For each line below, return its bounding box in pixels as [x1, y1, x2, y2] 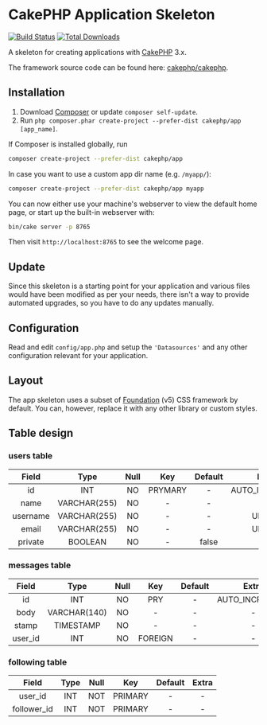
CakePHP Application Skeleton [8, 6, 216, 24]
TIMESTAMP [53, 619, 101, 630]
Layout [8, 374, 44, 388]
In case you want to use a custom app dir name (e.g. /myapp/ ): [8, 169, 212, 178]
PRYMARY [148, 484, 188, 495]
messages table [8, 559, 72, 571]
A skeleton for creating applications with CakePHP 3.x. [8, 47, 187, 57]
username [12, 510, 50, 521]
